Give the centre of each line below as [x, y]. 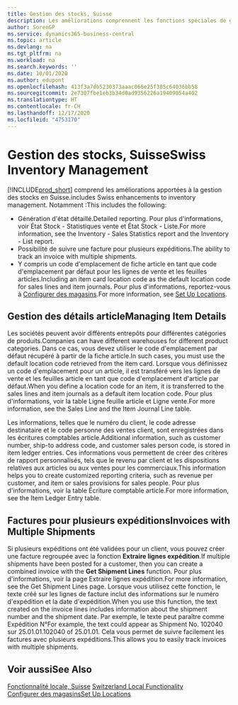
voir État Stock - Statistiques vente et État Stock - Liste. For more [112, 226]
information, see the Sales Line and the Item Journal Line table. [100, 409]
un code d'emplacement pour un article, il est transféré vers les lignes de [114, 371]
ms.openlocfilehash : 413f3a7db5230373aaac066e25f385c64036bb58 [103, 87]
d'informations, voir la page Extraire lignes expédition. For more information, [118, 579]
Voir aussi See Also [50, 669]
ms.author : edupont [36, 80]
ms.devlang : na [30, 47]
